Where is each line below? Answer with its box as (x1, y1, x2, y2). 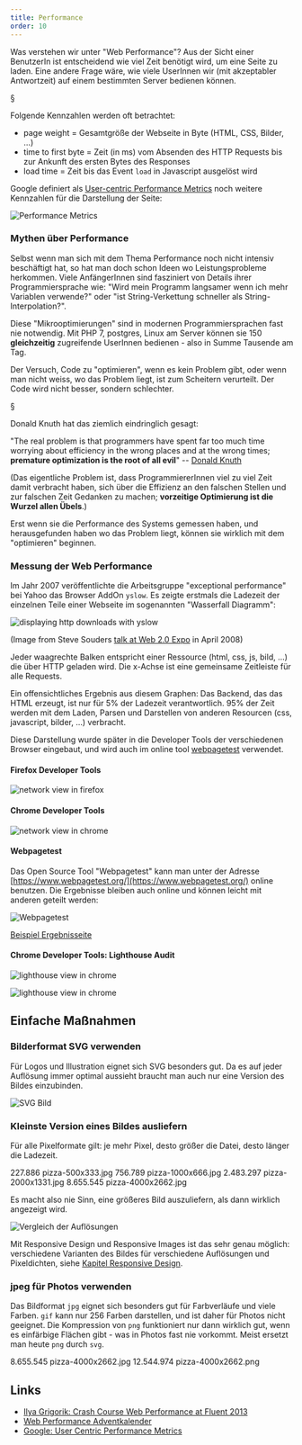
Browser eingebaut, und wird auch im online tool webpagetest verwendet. (10, 744, 284, 755)
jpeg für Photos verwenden (10, 1279, 132, 1292)
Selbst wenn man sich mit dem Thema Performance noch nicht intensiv (10, 253, 275, 264)
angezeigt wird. (10, 1203, 68, 1215)
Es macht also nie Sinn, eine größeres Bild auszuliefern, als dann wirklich (10, 1194, 280, 1205)
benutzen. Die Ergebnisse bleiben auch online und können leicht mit (10, 884, 262, 895)
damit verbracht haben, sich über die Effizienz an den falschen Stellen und (10, 481, 287, 492)
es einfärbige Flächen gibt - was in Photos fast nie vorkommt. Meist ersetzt (10, 1329, 289, 1341)
